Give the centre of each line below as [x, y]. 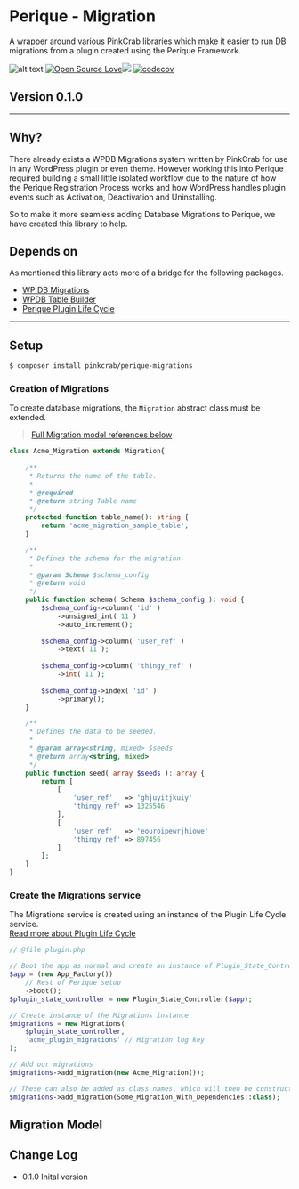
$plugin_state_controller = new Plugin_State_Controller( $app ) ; [131, 999]
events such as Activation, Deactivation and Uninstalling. [113, 197]
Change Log [44, 1155]
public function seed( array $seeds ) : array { [115, 773]
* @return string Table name [83, 501]
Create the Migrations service [75, 895]
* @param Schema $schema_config [89, 575]
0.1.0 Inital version [55, 1177]
